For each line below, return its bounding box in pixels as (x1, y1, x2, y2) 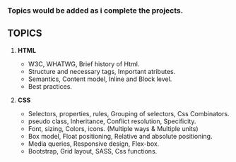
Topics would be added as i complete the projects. (7, 6, 184, 15)
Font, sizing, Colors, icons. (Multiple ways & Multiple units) (28, 124, 199, 132)
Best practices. (28, 82, 73, 90)
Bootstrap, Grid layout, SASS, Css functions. (28, 147, 158, 155)
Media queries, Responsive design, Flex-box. (28, 139, 160, 148)
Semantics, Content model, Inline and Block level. (28, 75, 172, 83)
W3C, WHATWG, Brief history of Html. (28, 59, 140, 68)
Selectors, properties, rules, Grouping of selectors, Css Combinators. (28, 109, 230, 118)
